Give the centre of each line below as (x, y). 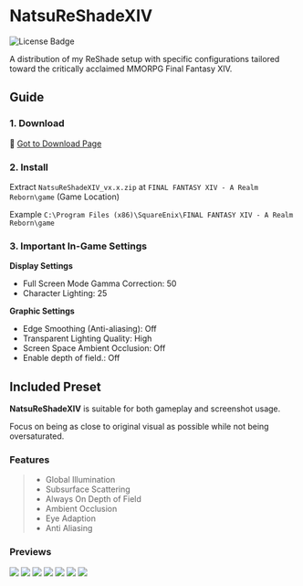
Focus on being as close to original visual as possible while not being (139, 427)
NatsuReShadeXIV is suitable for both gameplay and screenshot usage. (145, 409)
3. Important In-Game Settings (78, 246)
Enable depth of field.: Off (71, 358)
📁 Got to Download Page (56, 144)
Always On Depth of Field (93, 499)
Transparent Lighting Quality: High (87, 338)
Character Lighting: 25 (65, 293)
